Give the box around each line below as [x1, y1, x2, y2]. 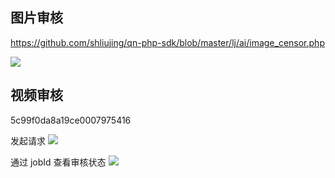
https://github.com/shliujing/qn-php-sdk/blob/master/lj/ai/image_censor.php [10, 36, 325, 48]
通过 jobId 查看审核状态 [10, 156, 107, 168]
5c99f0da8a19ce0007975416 [10, 114, 132, 126]
